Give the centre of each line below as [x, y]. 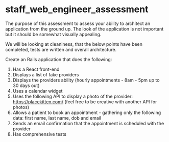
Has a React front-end [36, 69]
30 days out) [26, 86]
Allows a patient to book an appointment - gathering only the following [87, 112]
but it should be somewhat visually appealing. [53, 34]
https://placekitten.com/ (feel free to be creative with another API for [85, 102]
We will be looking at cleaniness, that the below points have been [74, 44]
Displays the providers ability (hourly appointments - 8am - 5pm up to [86, 80]
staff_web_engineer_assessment [77, 9]
